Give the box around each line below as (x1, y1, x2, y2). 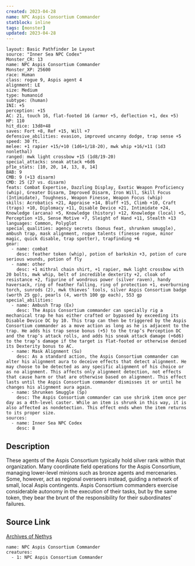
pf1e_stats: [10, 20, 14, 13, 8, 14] (6, 164, 98, 170)
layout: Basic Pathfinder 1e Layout (6, 46, 95, 53)
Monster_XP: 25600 (6, 67, 51, 73)
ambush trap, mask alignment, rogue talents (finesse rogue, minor (6, 231, 174, 237)
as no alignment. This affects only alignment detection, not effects (6, 369, 182, 375)
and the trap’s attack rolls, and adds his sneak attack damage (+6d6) (6, 333, 184, 339)
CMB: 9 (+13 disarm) (6, 174, 57, 180)
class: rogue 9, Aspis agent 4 (6, 77, 82, 83)
